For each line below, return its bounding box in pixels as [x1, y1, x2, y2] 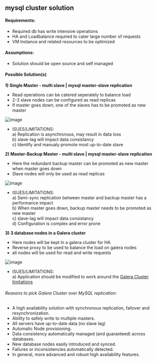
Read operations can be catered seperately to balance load [12, 92, 131, 98]
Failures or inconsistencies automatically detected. [12, 346, 114, 352]
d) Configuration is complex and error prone [12, 221, 101, 226]
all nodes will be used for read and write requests [12, 250, 111, 256]
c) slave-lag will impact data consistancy [12, 216, 94, 221]
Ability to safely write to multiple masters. [12, 315, 95, 321]
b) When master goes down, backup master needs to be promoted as [12, 205, 152, 211]
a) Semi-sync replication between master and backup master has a [12, 195, 147, 201]
